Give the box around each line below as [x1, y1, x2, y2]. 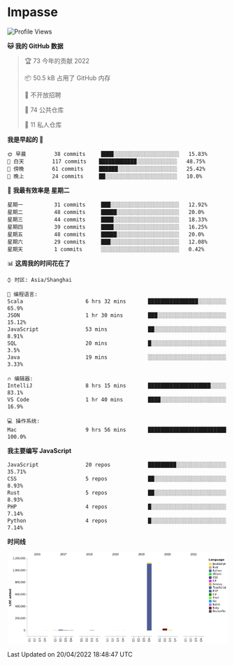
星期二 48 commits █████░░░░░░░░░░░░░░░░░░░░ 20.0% [7, 208, 205, 215]
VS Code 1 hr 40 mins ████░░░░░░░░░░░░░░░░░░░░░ [7, 396, 227, 403]
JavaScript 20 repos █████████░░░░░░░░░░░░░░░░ [7, 461, 227, 469]
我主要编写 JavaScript [7, 446, 72, 455]
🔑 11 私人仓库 [24, 120, 62, 129]
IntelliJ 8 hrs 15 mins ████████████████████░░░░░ [7, 382, 227, 389]
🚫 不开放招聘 [24, 90, 61, 99]
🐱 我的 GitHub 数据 [7, 41, 64, 50]
